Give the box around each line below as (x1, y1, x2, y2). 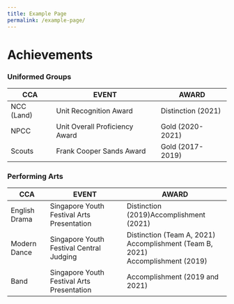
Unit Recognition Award (56, 106, 134, 115)
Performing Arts (7, 171, 64, 181)
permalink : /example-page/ (7, 17, 86, 24)
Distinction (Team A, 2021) (126, 230, 216, 240)
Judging (49, 252, 77, 262)
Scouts (10, 146, 33, 156)
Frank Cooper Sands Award (56, 146, 146, 156)
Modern (10, 239, 37, 249)
